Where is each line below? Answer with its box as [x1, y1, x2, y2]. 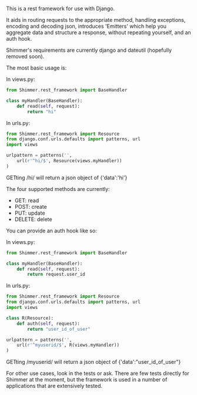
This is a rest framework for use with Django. [6, 5, 115, 12]
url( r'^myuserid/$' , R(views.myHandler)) [16, 342, 119, 348]
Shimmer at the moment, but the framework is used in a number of [6, 376, 168, 383]
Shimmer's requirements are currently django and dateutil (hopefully [6, 47, 172, 54]
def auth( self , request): [16, 321, 81, 327]
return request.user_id [27, 271, 85, 278]
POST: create [14, 203, 47, 210]
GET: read [14, 197, 39, 204]
